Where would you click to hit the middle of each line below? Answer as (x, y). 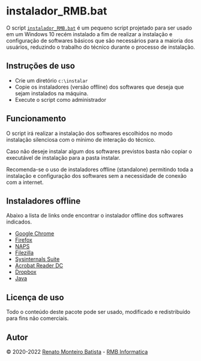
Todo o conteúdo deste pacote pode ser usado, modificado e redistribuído (98, 312)
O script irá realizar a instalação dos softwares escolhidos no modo (89, 133)
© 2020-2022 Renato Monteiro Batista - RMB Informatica (77, 352)
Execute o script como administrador (61, 99)
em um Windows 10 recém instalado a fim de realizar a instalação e (89, 34)
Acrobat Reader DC (39, 266)
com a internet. (25, 182)
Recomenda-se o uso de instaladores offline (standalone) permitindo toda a (100, 169)
